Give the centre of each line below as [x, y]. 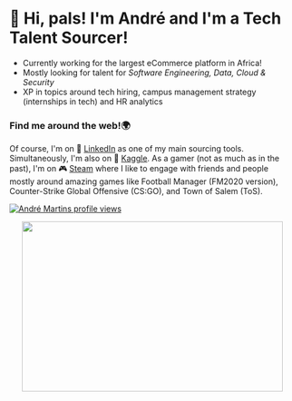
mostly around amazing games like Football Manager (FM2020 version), [144, 181]
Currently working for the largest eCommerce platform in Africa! [142, 63]
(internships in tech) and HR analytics [92, 101]
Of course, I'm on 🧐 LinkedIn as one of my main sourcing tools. [127, 149]
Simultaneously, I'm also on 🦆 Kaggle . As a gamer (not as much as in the [144, 159]
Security [38, 82]
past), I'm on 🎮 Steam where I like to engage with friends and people [139, 169]
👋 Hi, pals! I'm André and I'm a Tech [146, 19]
